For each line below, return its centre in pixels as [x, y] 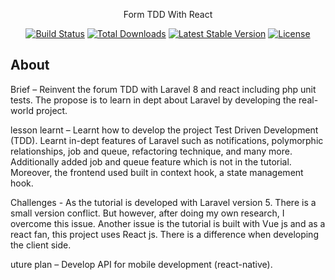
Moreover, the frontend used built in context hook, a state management [157, 172]
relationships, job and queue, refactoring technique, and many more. [151, 151]
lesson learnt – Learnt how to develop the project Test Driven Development [164, 130]
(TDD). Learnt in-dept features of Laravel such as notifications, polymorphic [167, 140]
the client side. [41, 245]
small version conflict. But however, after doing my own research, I [147, 213]
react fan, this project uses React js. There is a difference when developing [164, 234]
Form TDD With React [168, 14]
